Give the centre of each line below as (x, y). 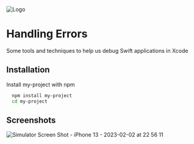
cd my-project (30, 101)
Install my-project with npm (41, 84)
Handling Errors (47, 34)
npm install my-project (42, 95)
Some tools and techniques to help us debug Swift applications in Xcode (97, 50)
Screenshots (31, 120)
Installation (28, 70)
